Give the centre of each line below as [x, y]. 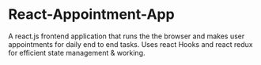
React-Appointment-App [92, 14]
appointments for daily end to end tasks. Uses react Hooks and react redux [130, 44]
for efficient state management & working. [77, 52]
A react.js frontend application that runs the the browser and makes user [127, 36]
